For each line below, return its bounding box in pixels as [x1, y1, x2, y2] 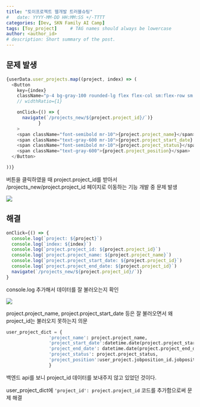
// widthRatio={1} [17, 98, 62, 104]
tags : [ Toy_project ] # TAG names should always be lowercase [6, 25, 171, 32]
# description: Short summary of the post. [6, 36, 116, 42]
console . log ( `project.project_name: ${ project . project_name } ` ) [11, 252, 171, 258]
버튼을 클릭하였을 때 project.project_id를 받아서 [6, 175, 118, 183]
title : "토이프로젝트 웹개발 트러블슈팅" [6, 8, 93, 15]
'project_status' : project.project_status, [48, 351, 159, 357]
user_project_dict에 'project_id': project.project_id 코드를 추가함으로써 [6, 386, 186, 394]
